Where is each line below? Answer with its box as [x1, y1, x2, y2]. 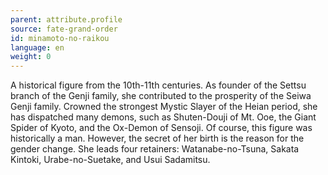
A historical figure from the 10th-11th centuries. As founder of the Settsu [10, 79, 307, 91]
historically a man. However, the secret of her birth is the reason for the [10, 132, 305, 145]
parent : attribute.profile [10, 14, 123, 25]
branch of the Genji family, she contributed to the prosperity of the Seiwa [10, 90, 312, 102]
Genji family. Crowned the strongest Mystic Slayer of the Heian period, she [10, 101, 318, 113]
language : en [10, 42, 65, 53]
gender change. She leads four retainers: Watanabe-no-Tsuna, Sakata [10, 143, 300, 155]
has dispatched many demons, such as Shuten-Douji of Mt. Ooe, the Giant [10, 111, 317, 123]
